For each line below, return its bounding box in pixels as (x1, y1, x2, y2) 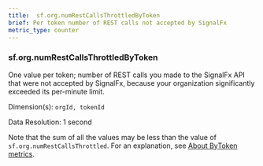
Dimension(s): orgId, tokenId (8, 101, 105, 111)
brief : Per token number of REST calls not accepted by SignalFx (8, 19, 227, 27)
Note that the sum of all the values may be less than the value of (8, 132, 217, 142)
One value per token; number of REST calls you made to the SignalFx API (8, 70, 246, 79)
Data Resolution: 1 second (8, 117, 92, 127)
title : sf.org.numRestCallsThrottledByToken (8, 11, 160, 20)
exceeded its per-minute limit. (8, 87, 105, 96)
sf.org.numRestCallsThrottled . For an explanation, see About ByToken (8, 141, 238, 150)
